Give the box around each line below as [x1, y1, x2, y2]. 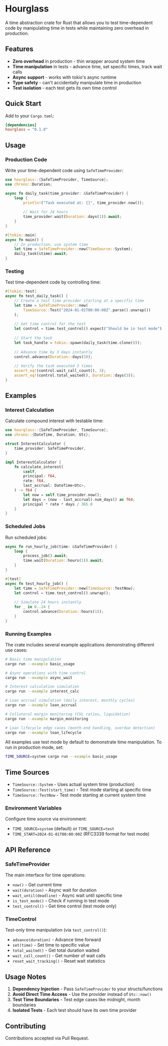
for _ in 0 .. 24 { [14, 604, 50, 610]
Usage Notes [5, 972, 46, 981]
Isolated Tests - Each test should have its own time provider [12, 1007, 137, 1013]
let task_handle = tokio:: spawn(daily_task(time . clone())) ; [14, 340, 142, 345]
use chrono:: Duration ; [5, 182, 52, 187]
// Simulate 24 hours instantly [14, 600, 81, 605]
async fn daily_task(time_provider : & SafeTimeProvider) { [5, 191, 128, 196]
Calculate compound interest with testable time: [5, 418, 104, 424]
